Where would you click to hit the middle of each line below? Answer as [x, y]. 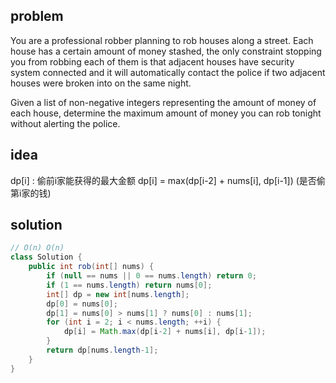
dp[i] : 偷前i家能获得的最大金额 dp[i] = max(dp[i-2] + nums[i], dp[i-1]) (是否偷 [168, 180]
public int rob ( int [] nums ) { [91, 267]
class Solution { [46, 257]
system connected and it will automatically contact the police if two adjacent [168, 72]
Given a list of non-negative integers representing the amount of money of [163, 102]
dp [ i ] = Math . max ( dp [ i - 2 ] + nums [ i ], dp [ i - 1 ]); [165, 332]
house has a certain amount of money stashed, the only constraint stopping [166, 51]
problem [37, 16]
